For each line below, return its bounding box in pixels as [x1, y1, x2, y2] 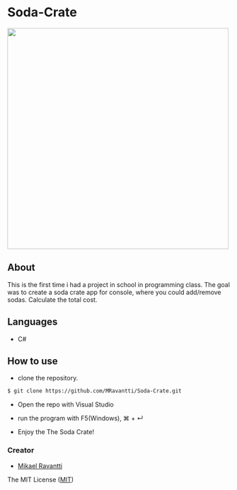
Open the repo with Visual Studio [17, 400, 115, 409]
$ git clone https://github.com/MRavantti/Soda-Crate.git [7, 387, 182, 395]
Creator [7, 445, 35, 455]
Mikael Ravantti [17, 461, 62, 470]
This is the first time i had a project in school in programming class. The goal [7, 280, 230, 288]
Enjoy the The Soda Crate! [17, 428, 94, 436]
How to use [7, 355, 58, 367]
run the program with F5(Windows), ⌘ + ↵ [17, 414, 144, 423]
